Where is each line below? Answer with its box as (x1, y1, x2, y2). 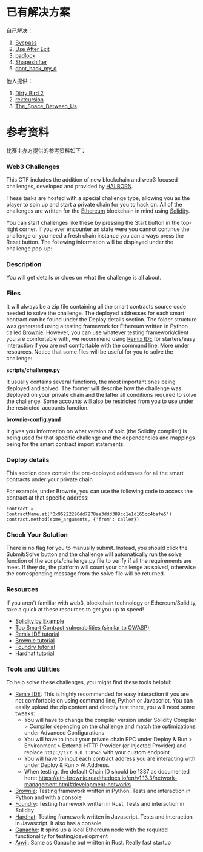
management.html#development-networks (24, 780, 131, 788)
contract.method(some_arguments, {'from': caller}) (6, 517, 139, 523)
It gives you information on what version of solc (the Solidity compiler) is (6, 427, 187, 435)
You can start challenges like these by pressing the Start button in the (6, 219, 180, 227)
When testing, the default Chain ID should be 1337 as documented (24, 768, 190, 775)
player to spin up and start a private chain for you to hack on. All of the (6, 201, 183, 208)
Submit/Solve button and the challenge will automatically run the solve (6, 551, 182, 558)
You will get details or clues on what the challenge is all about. (6, 274, 162, 281)
